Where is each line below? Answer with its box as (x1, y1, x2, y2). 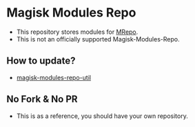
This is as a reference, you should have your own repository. (16, 112, 189, 120)
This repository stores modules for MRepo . (16, 28, 138, 36)
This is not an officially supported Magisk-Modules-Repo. (16, 35, 180, 43)
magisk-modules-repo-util (16, 73, 91, 81)
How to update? (6, 55, 76, 67)
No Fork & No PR (6, 93, 78, 105)
